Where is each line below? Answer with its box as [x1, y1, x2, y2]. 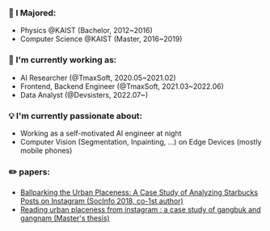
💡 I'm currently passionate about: [8, 110, 143, 121]
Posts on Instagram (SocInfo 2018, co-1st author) [19, 196, 184, 206]
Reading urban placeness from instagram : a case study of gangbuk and [19, 205, 261, 215]
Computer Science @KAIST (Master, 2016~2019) [19, 34, 183, 44]
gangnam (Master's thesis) [19, 213, 111, 223]
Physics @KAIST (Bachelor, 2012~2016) [19, 26, 153, 36]
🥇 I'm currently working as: [8, 54, 117, 65]
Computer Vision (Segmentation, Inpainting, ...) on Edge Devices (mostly [19, 136, 262, 146]
